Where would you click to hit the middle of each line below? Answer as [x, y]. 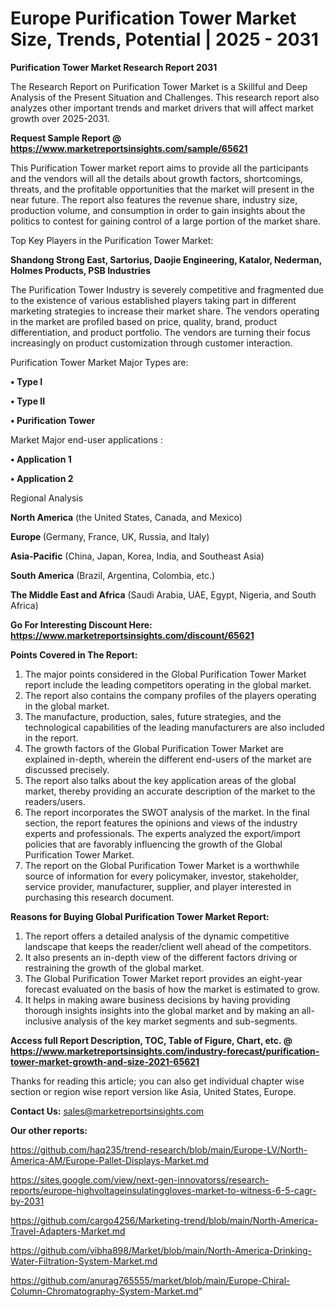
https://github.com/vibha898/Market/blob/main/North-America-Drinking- [161, 1250]
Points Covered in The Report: [74, 654]
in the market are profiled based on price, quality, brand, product [144, 321]
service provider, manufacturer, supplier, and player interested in [158, 886]
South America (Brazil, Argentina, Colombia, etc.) [113, 575]
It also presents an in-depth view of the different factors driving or [161, 957]
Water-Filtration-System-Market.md [84, 1261]
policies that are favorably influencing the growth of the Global [153, 844]
